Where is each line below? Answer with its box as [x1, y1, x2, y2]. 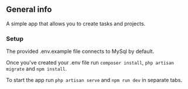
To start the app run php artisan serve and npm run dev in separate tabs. [6, 77, 183, 84]
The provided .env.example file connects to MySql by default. [6, 48, 155, 55]
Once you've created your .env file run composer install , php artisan [6, 59, 175, 66]
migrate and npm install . [6, 65, 67, 72]
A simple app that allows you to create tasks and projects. [6, 20, 146, 27]
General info [6, 5, 52, 15]
